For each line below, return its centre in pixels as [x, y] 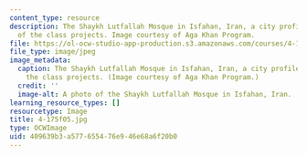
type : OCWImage [38, 129]
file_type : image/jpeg [53, 52]
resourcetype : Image [49, 111]
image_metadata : [40, 60]
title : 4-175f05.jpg [49, 119]
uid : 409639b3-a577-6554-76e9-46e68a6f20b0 [94, 137]
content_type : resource [55, 18]
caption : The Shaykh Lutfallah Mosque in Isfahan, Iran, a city [143, 69]
